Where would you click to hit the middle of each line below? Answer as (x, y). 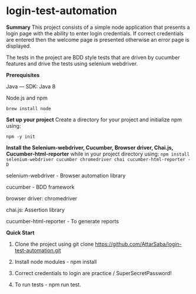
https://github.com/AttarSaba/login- (138, 244)
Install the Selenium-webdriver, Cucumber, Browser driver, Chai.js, (90, 147)
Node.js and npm (27, 98)
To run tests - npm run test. (48, 285)
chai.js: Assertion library (35, 210)
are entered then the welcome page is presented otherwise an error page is (98, 39)
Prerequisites (23, 75)
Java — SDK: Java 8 (31, 86)
